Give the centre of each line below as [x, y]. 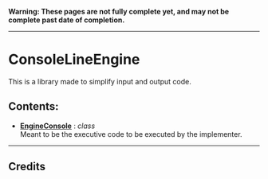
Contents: [33, 107]
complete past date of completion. [67, 20]
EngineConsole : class [57, 126]
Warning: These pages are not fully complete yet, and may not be [119, 12]
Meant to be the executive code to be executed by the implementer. [131, 134]
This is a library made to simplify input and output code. [100, 81]
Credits [27, 167]
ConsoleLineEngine [74, 60]
